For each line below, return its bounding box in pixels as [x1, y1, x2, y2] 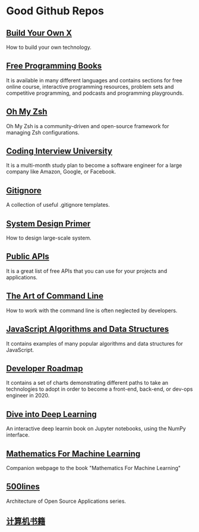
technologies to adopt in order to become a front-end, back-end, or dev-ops [6, 385, 193, 393]
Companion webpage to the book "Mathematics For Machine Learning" [6, 464, 181, 471]
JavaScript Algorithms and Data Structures [6, 324, 169, 334]
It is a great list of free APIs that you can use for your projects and [6, 267, 168, 275]
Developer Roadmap [6, 363, 83, 374]
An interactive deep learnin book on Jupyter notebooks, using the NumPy [6, 425, 186, 433]
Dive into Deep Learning [6, 409, 97, 419]
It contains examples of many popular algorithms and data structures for [6, 340, 183, 347]
